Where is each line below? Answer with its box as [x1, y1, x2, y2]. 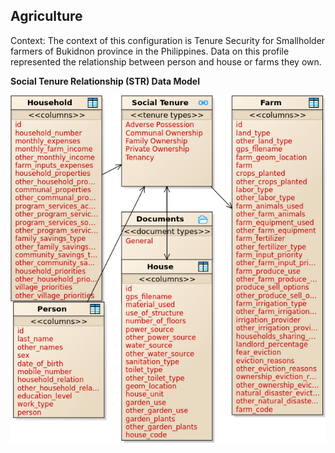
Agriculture [10, 8, 83, 25]
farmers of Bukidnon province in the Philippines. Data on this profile [10, 45, 290, 57]
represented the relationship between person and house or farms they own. [10, 55, 322, 68]
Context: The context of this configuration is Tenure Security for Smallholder [10, 34, 326, 46]
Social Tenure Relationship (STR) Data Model [10, 75, 200, 87]
